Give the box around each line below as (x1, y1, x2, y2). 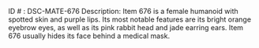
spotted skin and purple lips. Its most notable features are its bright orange (8, 15, 251, 24)
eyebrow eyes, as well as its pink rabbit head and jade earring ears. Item (8, 23, 243, 32)
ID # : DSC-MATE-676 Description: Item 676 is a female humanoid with (8, 7, 238, 15)
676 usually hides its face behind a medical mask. (8, 31, 171, 40)
